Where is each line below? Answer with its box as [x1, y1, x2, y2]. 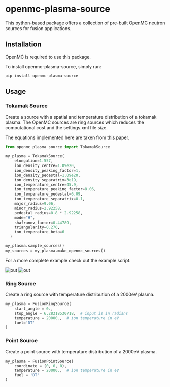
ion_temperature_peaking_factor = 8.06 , [14, 187, 96, 192]
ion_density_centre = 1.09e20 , [14, 163, 76, 169]
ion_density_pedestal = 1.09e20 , [14, 173, 81, 178]
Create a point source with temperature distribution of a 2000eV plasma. [5, 348, 157, 354]
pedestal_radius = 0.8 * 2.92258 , [14, 210, 83, 215]
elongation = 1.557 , [14, 158, 53, 163]
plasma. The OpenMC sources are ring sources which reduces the [5, 119, 144, 125]
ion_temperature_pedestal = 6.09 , [14, 191, 83, 197]
